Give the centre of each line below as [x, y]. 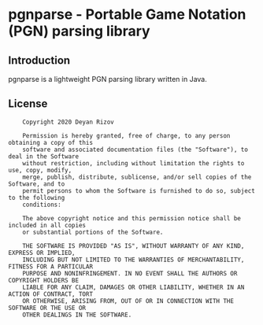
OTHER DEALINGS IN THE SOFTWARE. [77, 315]
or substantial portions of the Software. [93, 232]
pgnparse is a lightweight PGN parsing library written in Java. [107, 79]
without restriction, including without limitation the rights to [133, 163]
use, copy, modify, [40, 170]
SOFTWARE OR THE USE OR [47, 308]
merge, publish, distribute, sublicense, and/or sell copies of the [137, 177]
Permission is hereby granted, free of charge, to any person [126, 135]
